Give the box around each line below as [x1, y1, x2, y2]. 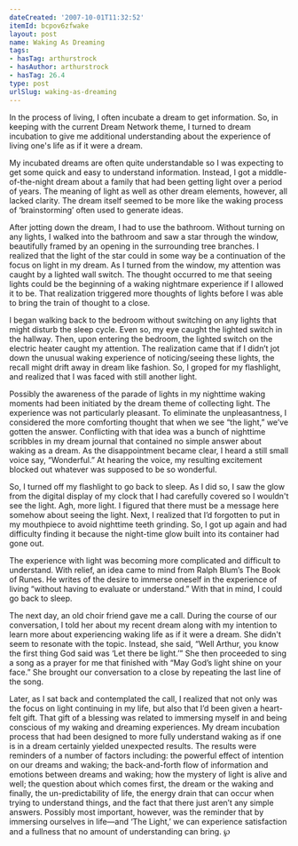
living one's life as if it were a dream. [9, 140, 144, 151]
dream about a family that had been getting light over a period [56, 176, 282, 187]
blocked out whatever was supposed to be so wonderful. [9, 464, 217, 475]
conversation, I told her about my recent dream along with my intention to [9, 619, 278, 630]
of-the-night [9, 176, 55, 187]
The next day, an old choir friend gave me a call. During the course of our [9, 610, 278, 620]
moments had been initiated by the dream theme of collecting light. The [9, 397, 271, 409]
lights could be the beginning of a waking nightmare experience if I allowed [9, 278, 284, 289]
